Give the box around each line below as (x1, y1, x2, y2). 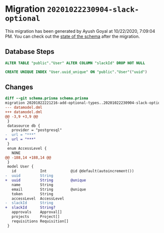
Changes (5, 83, 33, 91)
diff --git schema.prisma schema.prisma (5, 96, 89, 101)
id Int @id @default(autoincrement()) (11, 169, 134, 174)
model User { (7, 164, 34, 169)
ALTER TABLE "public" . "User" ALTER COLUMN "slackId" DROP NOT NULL (5, 60, 145, 66)
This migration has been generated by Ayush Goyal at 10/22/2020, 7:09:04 (5, 28, 155, 34)
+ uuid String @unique (5, 178, 86, 183)
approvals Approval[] (11, 210, 62, 215)
